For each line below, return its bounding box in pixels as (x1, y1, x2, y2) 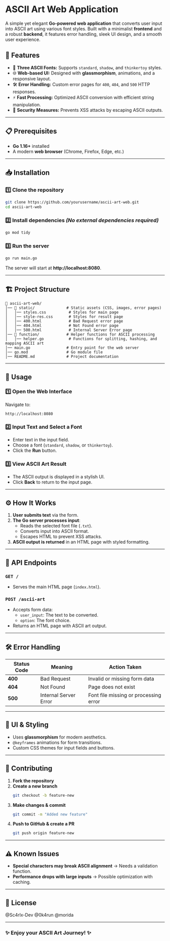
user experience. (5, 36, 40, 43)
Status (13, 661, 30, 668)
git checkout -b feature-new (12, 793, 74, 798)
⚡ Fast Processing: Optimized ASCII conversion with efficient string (12, 94, 154, 100)
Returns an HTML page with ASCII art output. (12, 623, 107, 629)
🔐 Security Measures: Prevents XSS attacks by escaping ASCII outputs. (12, 107, 163, 113)
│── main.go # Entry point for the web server (5, 345, 139, 350)
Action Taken (108, 664, 142, 671)
